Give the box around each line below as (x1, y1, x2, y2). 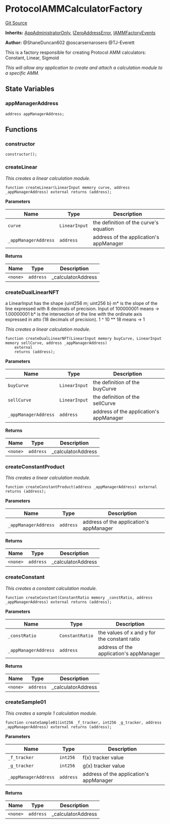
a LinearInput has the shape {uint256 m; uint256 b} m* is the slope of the (5, 300, 158, 306)
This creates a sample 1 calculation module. (5, 710, 97, 716)
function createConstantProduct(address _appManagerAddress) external (5, 485, 157, 490)
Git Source (5, 20, 28, 26)
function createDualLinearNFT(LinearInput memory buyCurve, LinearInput (5, 336, 162, 341)
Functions (5, 125, 38, 134)
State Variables (5, 85, 55, 93)
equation (93, 225, 114, 232)
